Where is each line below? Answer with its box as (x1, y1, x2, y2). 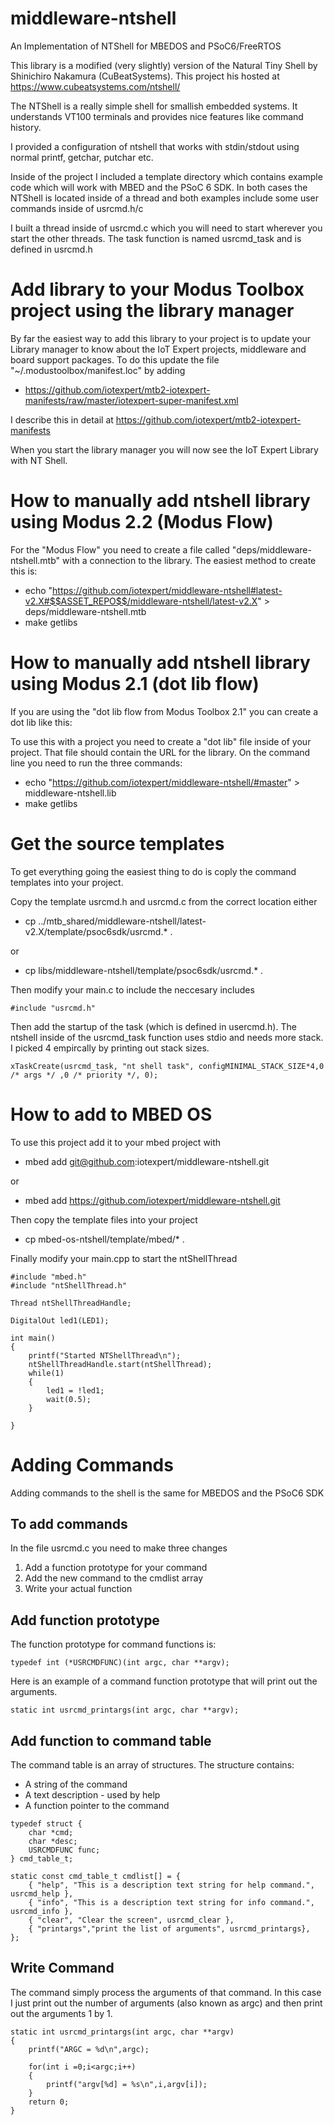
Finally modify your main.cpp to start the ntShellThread (10, 1252, 238, 1264)
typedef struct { (10, 1819, 83, 1829)
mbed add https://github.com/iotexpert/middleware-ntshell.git (24, 1194, 281, 1206)
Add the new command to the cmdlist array (24, 1572, 204, 1584)
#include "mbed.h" (10, 1272, 87, 1282)
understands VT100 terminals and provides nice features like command (10, 110, 304, 122)
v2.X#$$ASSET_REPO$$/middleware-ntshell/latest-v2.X (24, 595, 258, 607)
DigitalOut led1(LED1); (10, 1315, 110, 1326)
